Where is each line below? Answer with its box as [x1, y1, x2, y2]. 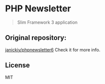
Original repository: [5, 34, 67, 42]
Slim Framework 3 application [17, 19, 78, 25]
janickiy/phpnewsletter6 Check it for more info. [5, 46, 101, 52]
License [5, 61, 30, 70]
